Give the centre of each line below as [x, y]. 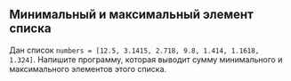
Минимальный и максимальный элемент [131, 15]
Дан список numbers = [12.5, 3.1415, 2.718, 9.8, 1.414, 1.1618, [134, 50]
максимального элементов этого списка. [88, 69]
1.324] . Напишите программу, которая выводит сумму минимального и [146, 59]
